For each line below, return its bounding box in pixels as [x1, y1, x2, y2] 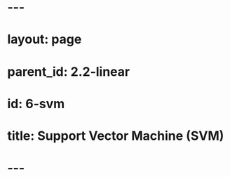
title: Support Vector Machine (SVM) [7, 128, 224, 143]
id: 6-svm [7, 96, 65, 112]
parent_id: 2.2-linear [7, 63, 130, 79]
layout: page [7, 32, 82, 48]
